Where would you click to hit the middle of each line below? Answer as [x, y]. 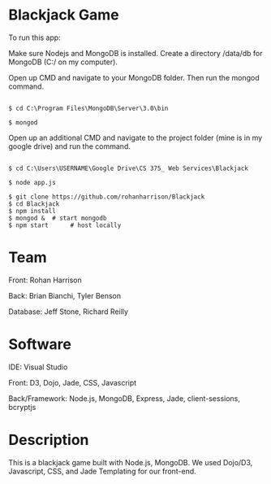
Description [49, 440]
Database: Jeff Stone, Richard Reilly [68, 312]
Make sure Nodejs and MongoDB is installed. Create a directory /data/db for [135, 53]
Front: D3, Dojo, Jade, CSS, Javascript [73, 382]
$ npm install [32, 211]
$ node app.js [32, 182]
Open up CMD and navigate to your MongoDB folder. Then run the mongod [134, 77]
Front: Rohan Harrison [45, 280]
